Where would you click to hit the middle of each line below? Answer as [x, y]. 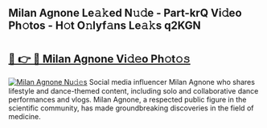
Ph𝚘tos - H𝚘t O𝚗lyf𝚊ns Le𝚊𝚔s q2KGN [105, 26]
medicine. [25, 116]
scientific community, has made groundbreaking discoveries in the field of [131, 108]
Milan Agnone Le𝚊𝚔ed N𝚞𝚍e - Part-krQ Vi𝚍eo [125, 13]
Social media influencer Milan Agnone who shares [172, 82]
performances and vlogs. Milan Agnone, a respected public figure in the [127, 100]
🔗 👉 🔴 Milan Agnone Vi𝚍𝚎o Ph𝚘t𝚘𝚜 [99, 59]
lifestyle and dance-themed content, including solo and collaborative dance [133, 91]
